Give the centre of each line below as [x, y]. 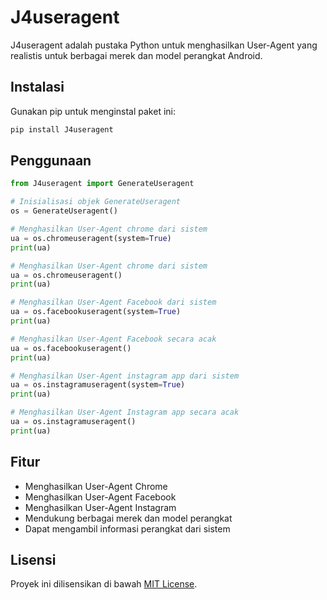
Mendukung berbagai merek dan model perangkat [128, 518]
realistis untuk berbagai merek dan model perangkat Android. [136, 55]
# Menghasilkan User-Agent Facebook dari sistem [113, 302]
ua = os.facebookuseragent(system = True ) [96, 312]
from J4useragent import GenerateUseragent [102, 184]
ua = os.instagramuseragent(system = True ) [98, 385]
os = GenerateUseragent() [64, 211]
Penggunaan [51, 161]
